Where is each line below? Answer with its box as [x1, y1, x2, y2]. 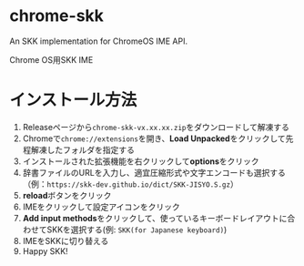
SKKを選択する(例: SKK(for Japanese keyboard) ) [46, 224, 228, 235]
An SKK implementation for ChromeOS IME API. [9, 36, 188, 46]
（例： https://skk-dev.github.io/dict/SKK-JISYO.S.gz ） [22, 179, 238, 189]
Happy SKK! [22, 245, 68, 256]
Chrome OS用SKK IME [9, 54, 94, 65]
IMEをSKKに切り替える [22, 235, 109, 246]
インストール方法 [9, 90, 137, 110]
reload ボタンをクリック [22, 189, 112, 200]
